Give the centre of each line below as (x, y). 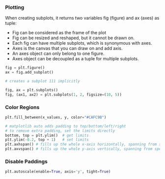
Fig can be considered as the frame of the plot (59, 33)
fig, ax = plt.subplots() (31, 90)
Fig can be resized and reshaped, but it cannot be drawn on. (73, 38)
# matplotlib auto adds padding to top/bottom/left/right (66, 126)
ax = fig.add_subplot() (29, 73)
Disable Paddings (26, 162)
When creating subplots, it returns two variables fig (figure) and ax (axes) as (82, 18)
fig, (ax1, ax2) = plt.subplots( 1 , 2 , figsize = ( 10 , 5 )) (63, 95)
